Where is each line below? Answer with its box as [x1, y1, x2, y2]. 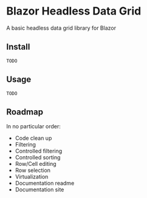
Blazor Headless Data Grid [6, 4, 142, 18]
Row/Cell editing [15, 160, 56, 168]
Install [6, 42, 30, 52]
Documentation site [15, 186, 64, 193]
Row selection [15, 167, 50, 174]
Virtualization [15, 173, 49, 180]
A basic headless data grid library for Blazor [6, 24, 117, 31]
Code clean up [15, 134, 52, 142]
